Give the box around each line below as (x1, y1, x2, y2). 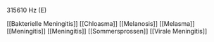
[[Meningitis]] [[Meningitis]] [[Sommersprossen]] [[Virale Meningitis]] (6, 27, 208, 35)
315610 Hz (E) (6, 6, 47, 14)
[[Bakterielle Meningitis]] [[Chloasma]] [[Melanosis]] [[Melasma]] (6, 20, 195, 27)
